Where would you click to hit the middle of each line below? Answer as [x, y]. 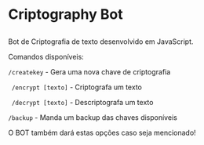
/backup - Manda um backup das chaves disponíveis [93, 117]
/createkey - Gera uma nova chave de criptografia [89, 71]
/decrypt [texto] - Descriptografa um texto [82, 102]
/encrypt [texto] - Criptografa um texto [77, 87]
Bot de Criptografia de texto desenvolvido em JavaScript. [101, 42]
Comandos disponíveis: [46, 56]
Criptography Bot [66, 14]
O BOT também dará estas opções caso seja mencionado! [102, 132]
